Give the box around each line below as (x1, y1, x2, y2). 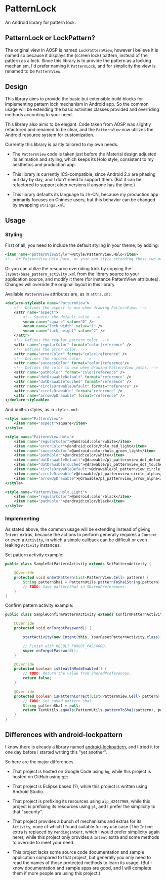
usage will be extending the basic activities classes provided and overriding (5, 106, 160, 112)
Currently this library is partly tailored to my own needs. (5, 141, 119, 147)
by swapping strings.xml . (12, 202, 66, 208)
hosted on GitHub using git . (12, 773, 70, 780)
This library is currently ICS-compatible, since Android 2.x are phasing (12, 171, 156, 177)
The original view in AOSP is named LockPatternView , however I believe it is (5, 47, 159, 53)
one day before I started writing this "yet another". (5, 749, 107, 755)
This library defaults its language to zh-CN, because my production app (12, 191, 159, 197)
